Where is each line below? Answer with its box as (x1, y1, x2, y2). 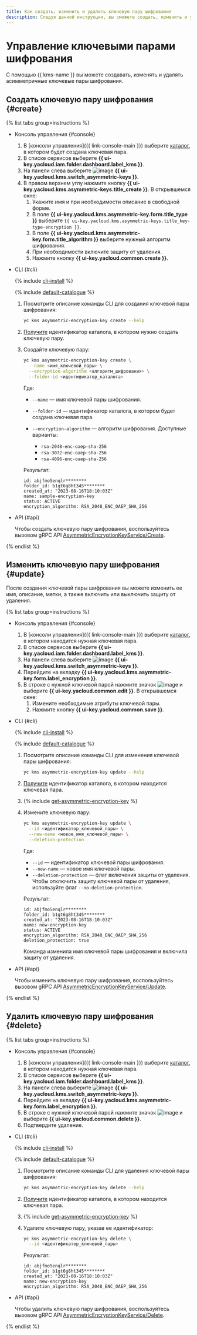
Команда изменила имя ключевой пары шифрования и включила (23, 948, 188, 955)
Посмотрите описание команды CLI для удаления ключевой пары (23, 1167, 189, 1174)
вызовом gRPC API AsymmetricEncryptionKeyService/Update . (14, 983, 167, 990)
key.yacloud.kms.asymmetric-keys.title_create (23, 186, 142, 193)
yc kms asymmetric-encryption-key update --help (23, 769, 145, 775)
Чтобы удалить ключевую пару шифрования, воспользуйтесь (14, 1306, 170, 1313)
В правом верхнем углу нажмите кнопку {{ (23, 180, 132, 187)
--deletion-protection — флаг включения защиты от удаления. (32, 871, 191, 878)
